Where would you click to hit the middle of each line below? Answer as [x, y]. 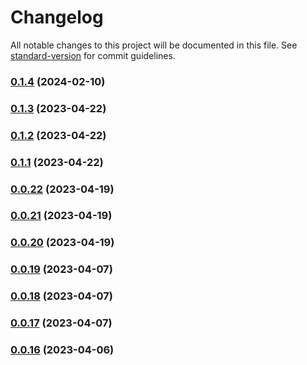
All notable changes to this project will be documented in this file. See [154, 45]
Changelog [57, 17]
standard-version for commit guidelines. [93, 55]
